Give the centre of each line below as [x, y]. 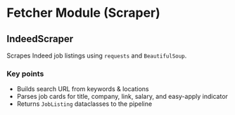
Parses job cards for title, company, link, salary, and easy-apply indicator [122, 97]
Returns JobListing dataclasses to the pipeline [84, 104]
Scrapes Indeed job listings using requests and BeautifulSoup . [97, 55]
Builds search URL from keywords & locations [83, 89]
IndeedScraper [40, 39]
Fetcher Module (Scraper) [84, 13]
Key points [25, 74]
